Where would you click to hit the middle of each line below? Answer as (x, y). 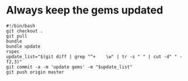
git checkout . (25, 31)
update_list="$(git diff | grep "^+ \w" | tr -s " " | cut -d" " (92, 56)
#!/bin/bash (21, 26)
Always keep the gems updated (85, 10)
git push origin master (35, 72)
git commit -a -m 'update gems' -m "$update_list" (69, 67)
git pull (17, 36)
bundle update (23, 46)
